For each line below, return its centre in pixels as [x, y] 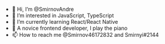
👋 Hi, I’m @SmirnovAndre [43, 9]
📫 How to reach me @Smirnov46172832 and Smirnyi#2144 [85, 35]
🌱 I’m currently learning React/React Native [65, 22]
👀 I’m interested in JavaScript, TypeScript [63, 15]
